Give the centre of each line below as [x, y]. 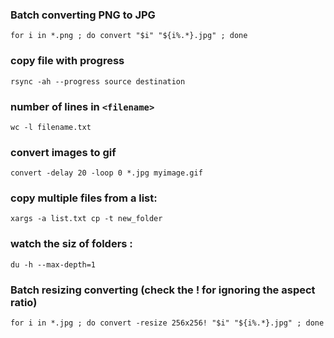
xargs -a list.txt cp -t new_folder [86, 219]
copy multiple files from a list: [84, 198]
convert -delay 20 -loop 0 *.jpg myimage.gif [106, 173]
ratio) [24, 302]
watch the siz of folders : [71, 244]
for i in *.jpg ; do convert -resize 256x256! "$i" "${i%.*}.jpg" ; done [167, 323]
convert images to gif [63, 152]
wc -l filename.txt [51, 127]
